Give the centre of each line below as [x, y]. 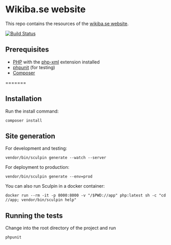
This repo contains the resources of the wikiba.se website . [67, 24]
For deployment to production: [37, 167]
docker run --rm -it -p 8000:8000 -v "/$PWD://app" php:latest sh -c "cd [86, 195]
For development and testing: [36, 148]
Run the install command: [32, 111]
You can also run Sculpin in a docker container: [55, 186]
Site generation [30, 136]
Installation [24, 99]
